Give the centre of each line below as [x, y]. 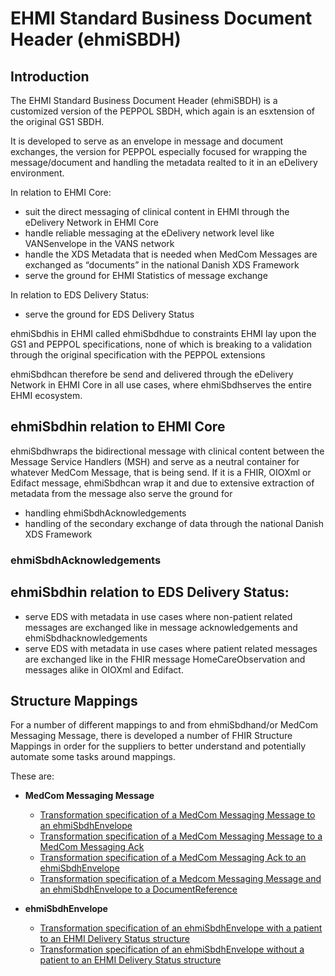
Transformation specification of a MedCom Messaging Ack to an [173, 858]
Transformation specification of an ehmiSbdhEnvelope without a [172, 949]
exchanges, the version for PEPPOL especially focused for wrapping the [159, 151]
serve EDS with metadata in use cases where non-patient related [158, 616]
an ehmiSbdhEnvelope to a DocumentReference [138, 889]
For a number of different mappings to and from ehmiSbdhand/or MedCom [164, 725]
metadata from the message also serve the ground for [121, 493]
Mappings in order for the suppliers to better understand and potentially [158, 746]
